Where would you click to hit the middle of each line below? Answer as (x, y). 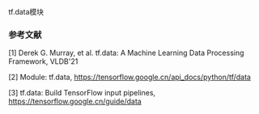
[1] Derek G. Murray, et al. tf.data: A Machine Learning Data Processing (126, 53)
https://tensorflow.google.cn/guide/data (75, 101)
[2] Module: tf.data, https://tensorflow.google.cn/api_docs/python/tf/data (129, 77)
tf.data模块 (26, 12)
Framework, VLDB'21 (43, 61)
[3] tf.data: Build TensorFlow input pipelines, (82, 93)
